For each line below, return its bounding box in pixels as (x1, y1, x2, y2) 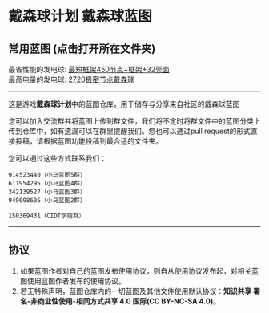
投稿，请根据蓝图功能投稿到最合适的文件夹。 (14, 136, 163, 145)
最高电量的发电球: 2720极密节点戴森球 (8, 75, 134, 84)
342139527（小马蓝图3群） (8, 188, 86, 196)
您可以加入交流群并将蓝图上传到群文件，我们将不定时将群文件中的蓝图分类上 (8, 116, 261, 125)
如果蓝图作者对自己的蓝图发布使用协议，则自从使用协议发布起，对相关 (19, 266, 252, 275)
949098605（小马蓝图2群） (8, 197, 86, 205)
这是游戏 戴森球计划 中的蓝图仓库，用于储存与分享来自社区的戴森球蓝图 (8, 100, 240, 108)
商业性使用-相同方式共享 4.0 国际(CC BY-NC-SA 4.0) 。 (37, 296, 220, 306)
